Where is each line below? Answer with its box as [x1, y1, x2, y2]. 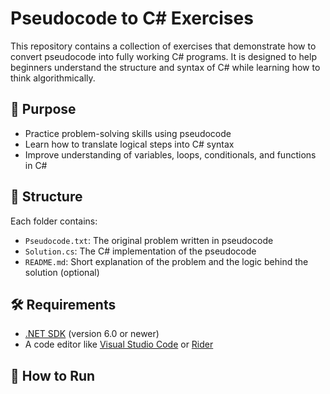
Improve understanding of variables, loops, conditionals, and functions [24, 148, 317, 161]
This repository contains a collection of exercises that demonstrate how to [10, 40, 317, 52]
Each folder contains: [10, 215, 98, 227]
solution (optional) [24, 266, 100, 278]
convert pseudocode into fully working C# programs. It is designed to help [10, 50, 317, 62]
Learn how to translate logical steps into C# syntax [24, 138, 235, 150]
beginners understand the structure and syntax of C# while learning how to [10, 61, 321, 73]
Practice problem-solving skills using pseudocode [24, 127, 232, 139]
